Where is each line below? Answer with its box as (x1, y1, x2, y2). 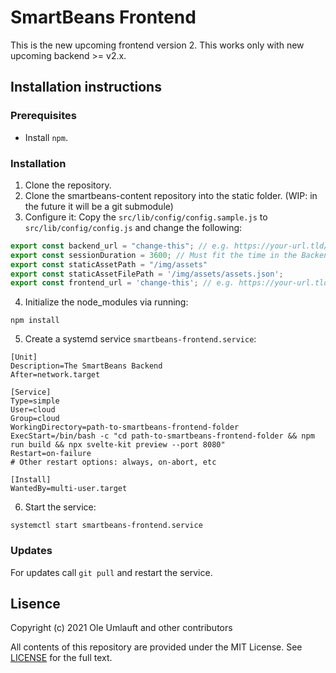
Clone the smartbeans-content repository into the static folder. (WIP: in (24, 189, 318, 201)
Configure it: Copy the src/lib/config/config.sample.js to (24, 211, 268, 223)
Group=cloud (10, 414, 60, 424)
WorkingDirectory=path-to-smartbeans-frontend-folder (10, 422, 240, 433)
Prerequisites (10, 109, 77, 123)
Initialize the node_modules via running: (24, 296, 189, 308)
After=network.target (10, 370, 101, 380)
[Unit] (10, 352, 38, 363)
